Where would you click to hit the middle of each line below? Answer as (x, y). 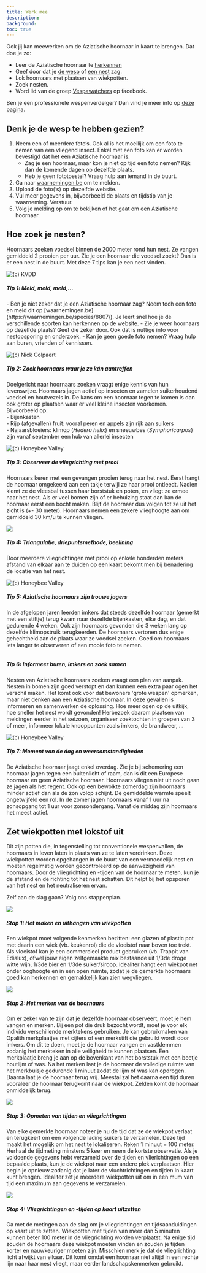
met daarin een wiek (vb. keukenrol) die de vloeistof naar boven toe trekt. (99, 945)
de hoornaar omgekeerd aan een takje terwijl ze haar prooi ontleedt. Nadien (102, 484)
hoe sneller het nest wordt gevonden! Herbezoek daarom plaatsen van (95, 712)
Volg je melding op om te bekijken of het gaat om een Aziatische (96, 209)
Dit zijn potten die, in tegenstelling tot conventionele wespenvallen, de (95, 847)
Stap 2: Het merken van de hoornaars (55, 1003)
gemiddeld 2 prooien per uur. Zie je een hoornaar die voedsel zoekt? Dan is (101, 256)
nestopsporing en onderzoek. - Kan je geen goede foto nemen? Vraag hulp (101, 336)
